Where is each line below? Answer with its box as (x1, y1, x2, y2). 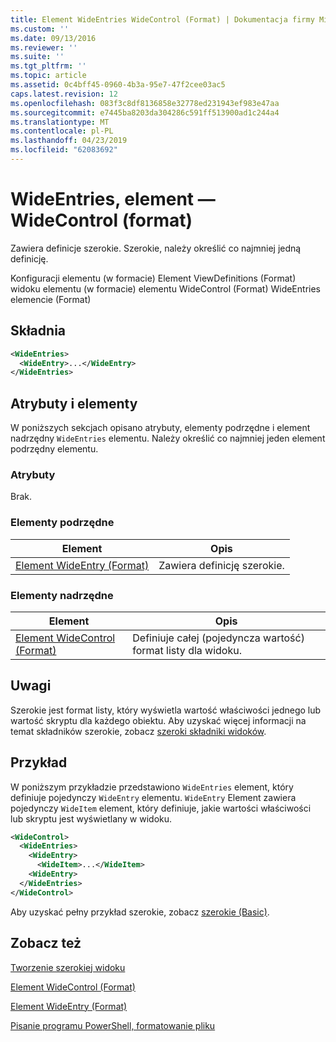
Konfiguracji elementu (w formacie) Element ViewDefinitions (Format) (10, 272, 297, 284)
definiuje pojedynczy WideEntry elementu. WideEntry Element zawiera (10, 791, 297, 803)
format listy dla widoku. (132, 643, 242, 657)
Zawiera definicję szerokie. (158, 558, 285, 572)
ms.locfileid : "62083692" (10, 145, 118, 155)
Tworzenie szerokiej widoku (10, 961, 126, 973)
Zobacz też (10, 935, 82, 952)
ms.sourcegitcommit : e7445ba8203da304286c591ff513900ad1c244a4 (10, 107, 280, 118)
